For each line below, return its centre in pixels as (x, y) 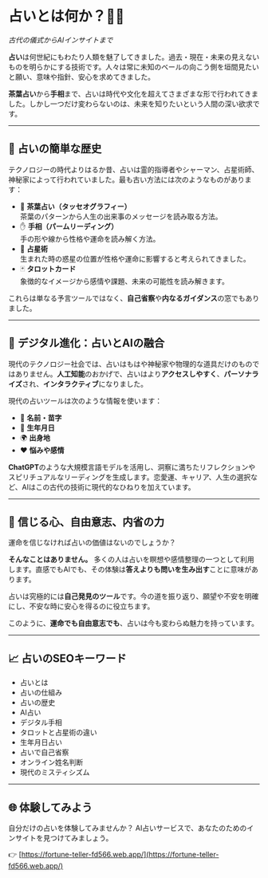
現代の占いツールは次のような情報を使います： (85, 400)
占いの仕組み (41, 693)
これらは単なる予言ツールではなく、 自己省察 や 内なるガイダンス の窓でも (127, 298)
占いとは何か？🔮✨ (67, 16)
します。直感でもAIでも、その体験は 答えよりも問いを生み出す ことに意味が (130, 569)
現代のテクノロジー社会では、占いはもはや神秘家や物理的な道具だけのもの (130, 364)
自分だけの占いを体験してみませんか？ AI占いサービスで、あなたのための (128, 828)
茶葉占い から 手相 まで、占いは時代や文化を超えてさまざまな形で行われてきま (134, 93)
